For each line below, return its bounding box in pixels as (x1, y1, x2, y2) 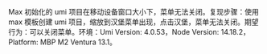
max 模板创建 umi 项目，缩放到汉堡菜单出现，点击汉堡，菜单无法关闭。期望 (8, 17, 259, 27)
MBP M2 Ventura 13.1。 (39, 37, 117, 47)
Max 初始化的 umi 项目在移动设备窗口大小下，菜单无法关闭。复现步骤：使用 (8, 7, 259, 16)
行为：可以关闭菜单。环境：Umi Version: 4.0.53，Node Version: (8, 27, 220, 36)
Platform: (8, 37, 39, 47)
